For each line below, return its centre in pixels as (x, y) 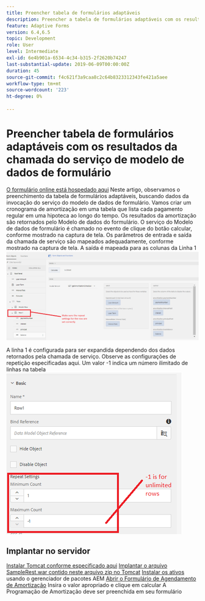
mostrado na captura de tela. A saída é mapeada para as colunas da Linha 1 (101, 247)
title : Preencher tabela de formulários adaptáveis (73, 13)
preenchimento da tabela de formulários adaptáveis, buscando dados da (98, 196)
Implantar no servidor (48, 551)
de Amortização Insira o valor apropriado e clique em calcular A (86, 585)
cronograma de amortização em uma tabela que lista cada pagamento (95, 209)
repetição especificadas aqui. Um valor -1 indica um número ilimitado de (97, 363)
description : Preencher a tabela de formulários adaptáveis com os (94, 19)
